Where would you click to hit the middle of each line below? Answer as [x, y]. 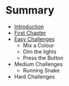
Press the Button [43, 58]
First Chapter [30, 32]
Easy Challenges [34, 39]
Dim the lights [40, 51]
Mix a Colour [38, 45]
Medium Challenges [38, 64]
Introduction [29, 27]
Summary [30, 10]
